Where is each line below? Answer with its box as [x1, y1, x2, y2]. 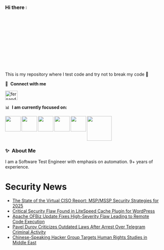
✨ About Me [5, 147, 36, 154]
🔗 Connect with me [5, 81, 46, 86]
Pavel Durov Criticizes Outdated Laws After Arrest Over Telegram [12, 224, 146, 230]
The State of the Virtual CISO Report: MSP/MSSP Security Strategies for [12, 197, 159, 204]
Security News [5, 181, 67, 193]
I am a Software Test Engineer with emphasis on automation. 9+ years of [5, 159, 153, 165]
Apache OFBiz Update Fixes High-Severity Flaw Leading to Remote [12, 213, 149, 219]
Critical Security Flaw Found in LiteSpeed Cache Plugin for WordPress [12, 208, 155, 214]
